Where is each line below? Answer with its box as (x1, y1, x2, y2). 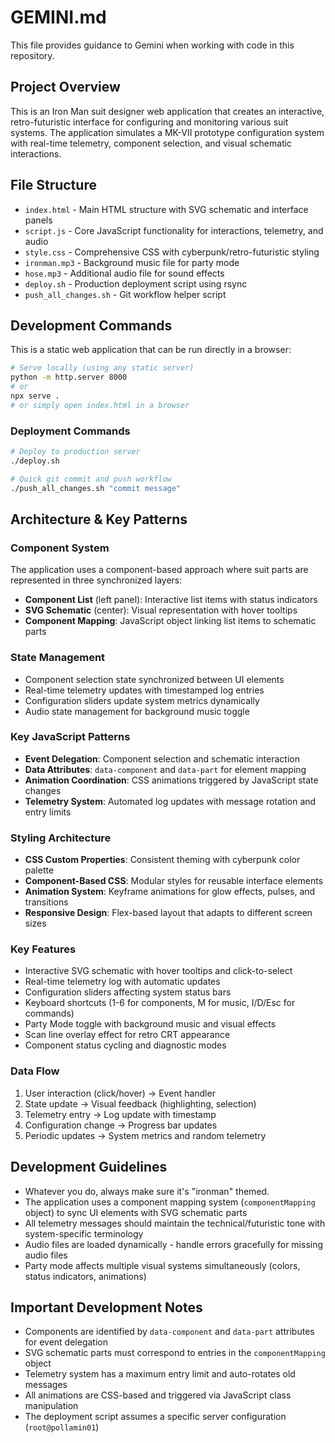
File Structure (10, 177, 97, 194)
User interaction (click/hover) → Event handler (24, 1087, 216, 1099)
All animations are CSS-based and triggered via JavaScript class (24, 1389, 292, 1401)
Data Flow (10, 1064, 60, 1078)
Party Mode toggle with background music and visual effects (24, 1018, 277, 1030)
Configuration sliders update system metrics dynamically (24, 694, 260, 706)
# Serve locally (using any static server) (10, 363, 195, 373)
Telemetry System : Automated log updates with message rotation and (24, 795, 317, 807)
